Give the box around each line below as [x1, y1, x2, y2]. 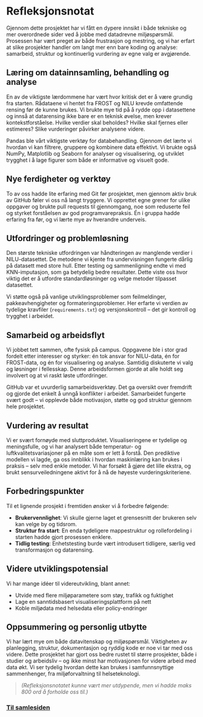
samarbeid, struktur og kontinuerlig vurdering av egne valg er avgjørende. [6, 50, 191, 57]
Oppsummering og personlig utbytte [6, 622, 147, 632]
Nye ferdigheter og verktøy [6, 174, 111, 184]
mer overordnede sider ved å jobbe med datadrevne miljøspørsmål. [6, 30, 175, 38]
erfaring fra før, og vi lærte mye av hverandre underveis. [6, 216, 147, 223]
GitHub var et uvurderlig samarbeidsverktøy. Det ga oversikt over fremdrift [6, 383, 192, 391]
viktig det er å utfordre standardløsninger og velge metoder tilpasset [6, 275, 177, 282]
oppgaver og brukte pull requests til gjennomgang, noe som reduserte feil [6, 203, 190, 210]
